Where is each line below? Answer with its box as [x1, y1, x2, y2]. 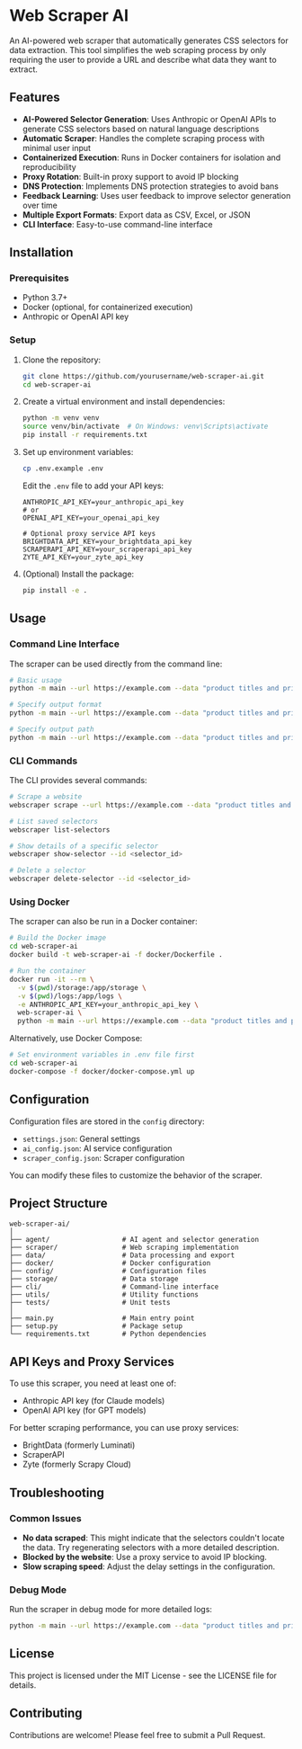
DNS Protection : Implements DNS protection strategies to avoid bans [22, 181, 279, 192]
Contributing [9, 1706, 83, 1721]
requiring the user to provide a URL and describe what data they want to [9, 54, 277, 65]
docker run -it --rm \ [9, 975, 94, 984]
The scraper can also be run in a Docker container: [9, 916, 198, 927]
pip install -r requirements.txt [22, 431, 148, 440]
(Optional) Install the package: [22, 568, 135, 579]
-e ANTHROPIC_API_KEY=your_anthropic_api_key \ [17, 1000, 200, 1009]
